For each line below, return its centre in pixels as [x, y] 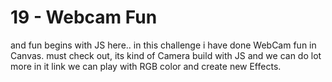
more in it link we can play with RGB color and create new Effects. [146, 66]
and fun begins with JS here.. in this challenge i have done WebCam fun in [163, 45]
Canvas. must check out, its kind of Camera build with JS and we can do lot [166, 55]
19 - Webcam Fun [84, 17]
